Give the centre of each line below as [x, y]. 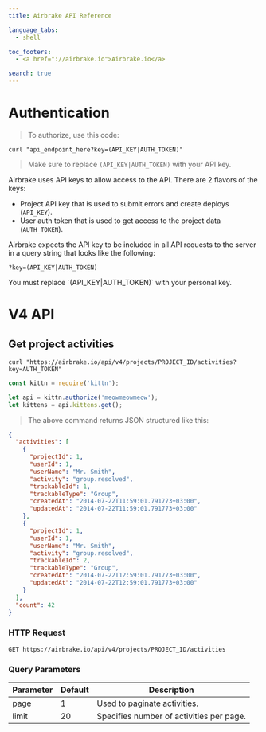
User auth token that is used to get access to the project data [120, 221]
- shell [28, 37]
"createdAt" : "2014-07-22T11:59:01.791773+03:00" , [115, 501]
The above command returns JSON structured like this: [118, 420]
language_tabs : [33, 30]
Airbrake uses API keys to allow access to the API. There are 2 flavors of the [133, 179]
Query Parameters [45, 669]
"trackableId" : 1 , [60, 487]
